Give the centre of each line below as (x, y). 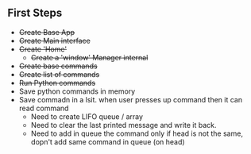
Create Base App (47, 32)
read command (44, 108)
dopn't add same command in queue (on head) (108, 141)
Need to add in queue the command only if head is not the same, (137, 133)
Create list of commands (59, 74)
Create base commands (58, 66)
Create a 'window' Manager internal (89, 57)
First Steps (35, 13)
